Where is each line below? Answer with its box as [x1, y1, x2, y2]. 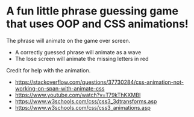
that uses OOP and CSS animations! [6, 17, 189, 31]
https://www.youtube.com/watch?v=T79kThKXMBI [14, 91, 141, 98]
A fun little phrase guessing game [6, 4, 179, 18]
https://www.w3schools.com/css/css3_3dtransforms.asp [14, 98, 157, 105]
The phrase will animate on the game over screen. [6, 37, 131, 44]
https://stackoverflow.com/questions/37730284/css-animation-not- [14, 78, 184, 86]
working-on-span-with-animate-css [14, 84, 105, 92]
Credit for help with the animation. [6, 66, 91, 74]
